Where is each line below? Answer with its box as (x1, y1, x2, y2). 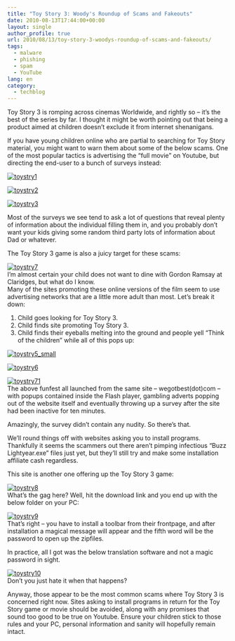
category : (7, 82, 36, 89)
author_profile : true (7, 29, 71, 37)
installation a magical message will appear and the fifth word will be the (7, 527, 214, 536)
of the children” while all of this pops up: (17, 336, 135, 345)
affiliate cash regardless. (7, 456, 79, 465)
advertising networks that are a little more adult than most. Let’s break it (7, 293, 215, 301)
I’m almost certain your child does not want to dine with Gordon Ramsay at (7, 270, 222, 279)
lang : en (7, 75, 33, 83)
